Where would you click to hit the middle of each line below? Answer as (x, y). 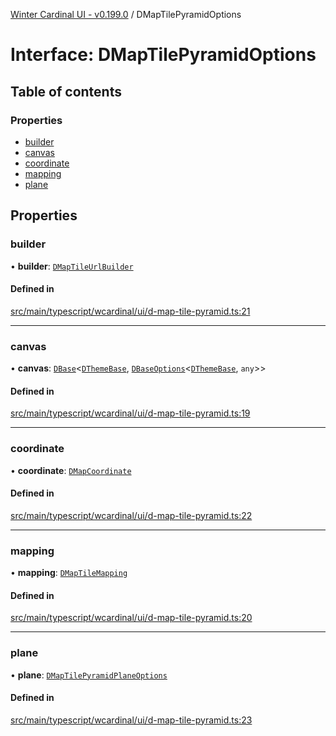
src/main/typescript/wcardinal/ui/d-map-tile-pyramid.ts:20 (131, 618)
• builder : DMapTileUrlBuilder (72, 266)
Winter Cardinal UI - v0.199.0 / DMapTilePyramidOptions (126, 14)
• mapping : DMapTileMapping (69, 573)
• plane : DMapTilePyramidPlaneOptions (89, 675)
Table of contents (66, 91)
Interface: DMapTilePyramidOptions (163, 55)
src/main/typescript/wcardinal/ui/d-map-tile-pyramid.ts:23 (131, 720)
